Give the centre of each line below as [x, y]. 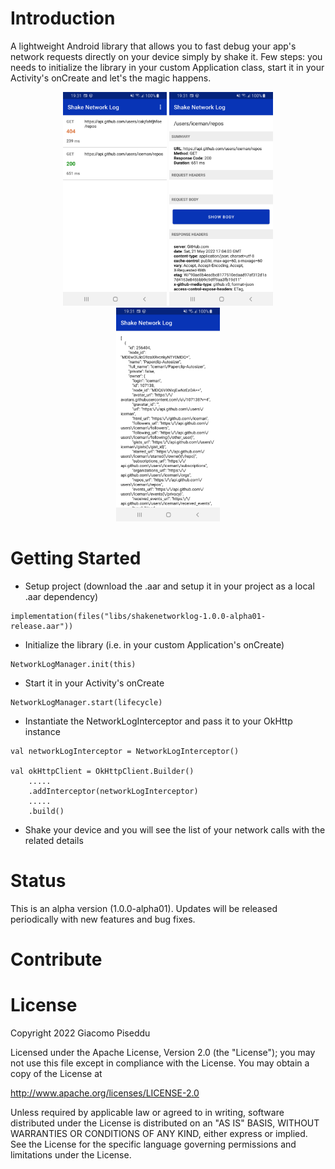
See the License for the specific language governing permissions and [153, 1144]
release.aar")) [42, 626]
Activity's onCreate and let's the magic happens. [111, 78]
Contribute [56, 959]
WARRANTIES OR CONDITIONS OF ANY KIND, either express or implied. [159, 1133]
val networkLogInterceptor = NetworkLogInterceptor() [125, 751]
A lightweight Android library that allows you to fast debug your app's [153, 46]
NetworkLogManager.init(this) [73, 664]
